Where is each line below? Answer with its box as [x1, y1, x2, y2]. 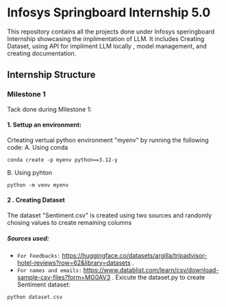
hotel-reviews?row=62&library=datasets [16, 258, 131, 267]
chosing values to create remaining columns [7, 219, 132, 227]
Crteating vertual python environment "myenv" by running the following [7, 135, 209, 144]
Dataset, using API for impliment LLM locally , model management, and [7, 42, 207, 50]
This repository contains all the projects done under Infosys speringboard [7, 27, 215, 36]
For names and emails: [16, 267, 82, 274]
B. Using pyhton [7, 168, 53, 176]
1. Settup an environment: [7, 121, 82, 129]
